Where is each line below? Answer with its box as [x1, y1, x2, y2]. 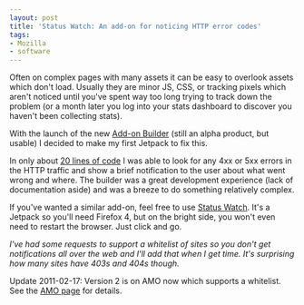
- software [9, 47, 51, 56]
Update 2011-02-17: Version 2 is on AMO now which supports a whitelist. [9, 276, 281, 287]
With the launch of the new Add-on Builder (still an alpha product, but [9, 128, 270, 139]
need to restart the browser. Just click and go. [9, 221, 182, 232]
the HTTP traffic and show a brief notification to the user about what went [9, 165, 286, 176]
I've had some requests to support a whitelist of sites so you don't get [9, 239, 271, 250]
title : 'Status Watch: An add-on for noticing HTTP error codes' [9, 22, 261, 31]
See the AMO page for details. [9, 285, 123, 296]
